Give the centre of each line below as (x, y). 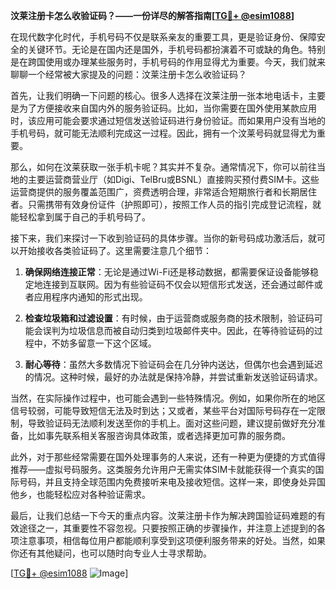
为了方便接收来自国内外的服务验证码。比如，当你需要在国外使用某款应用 (167, 108)
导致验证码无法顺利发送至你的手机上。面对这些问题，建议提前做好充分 (172, 423)
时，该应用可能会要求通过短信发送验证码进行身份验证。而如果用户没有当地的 (168, 120)
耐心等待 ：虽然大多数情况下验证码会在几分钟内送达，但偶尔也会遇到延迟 (173, 364)
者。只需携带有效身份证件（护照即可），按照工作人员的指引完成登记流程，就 (166, 204)
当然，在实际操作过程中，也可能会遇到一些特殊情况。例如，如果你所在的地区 (168, 398)
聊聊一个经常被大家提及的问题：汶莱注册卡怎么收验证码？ (128, 74)
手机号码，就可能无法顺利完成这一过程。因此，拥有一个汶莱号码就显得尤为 (163, 133)
